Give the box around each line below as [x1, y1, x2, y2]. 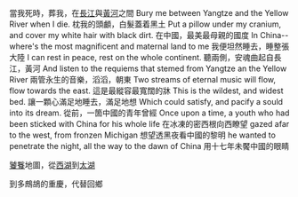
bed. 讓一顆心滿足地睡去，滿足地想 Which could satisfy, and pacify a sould [9, 97, 283, 106]
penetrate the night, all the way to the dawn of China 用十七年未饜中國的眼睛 [9, 141, 290, 151]
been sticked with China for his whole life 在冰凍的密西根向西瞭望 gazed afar [9, 119, 290, 129]
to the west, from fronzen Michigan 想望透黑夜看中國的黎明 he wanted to [9, 130, 276, 140]
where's [9, 41, 39, 51]
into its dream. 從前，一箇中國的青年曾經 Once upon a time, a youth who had [9, 107, 290, 118]
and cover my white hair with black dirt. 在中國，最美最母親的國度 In [9, 30, 259, 40]
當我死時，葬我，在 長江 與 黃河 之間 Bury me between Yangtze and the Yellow [9, 8, 289, 18]
